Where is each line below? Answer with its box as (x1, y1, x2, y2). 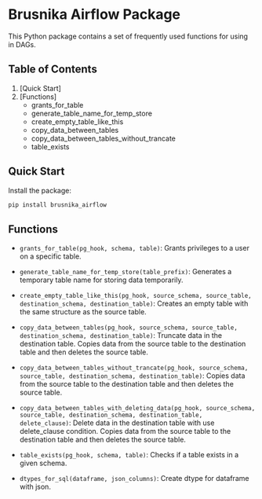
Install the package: (8, 185, 72, 195)
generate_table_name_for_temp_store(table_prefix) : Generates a (19, 267, 232, 277)
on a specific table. (19, 251, 82, 261)
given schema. (19, 458, 67, 468)
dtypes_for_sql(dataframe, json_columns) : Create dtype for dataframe (19, 474, 249, 483)
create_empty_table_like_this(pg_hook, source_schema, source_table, (19, 292, 253, 300)
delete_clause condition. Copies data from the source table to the (19, 427, 231, 436)
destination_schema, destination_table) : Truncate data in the (19, 331, 222, 340)
